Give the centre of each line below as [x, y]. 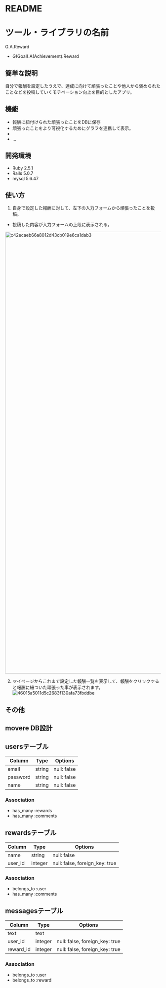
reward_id [19, 949]
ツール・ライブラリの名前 [57, 33]
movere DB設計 [29, 728]
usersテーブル [27, 746]
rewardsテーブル [31, 833]
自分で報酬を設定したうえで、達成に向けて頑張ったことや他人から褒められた [83, 86]
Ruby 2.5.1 [23, 168]
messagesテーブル [34, 911]
